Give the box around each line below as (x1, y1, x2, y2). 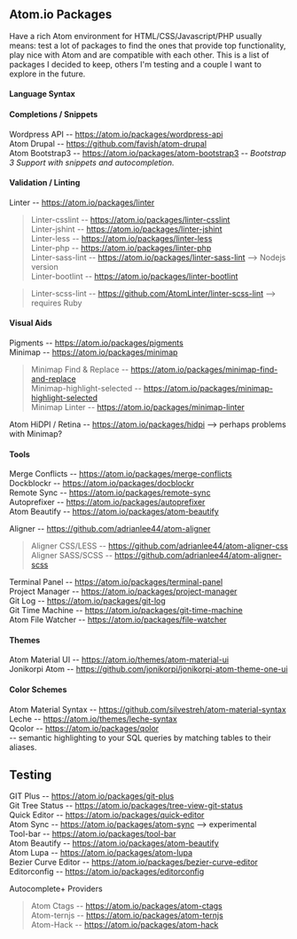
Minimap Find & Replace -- (30, 364, 129, 375)
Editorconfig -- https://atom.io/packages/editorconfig (9, 866, 205, 877)
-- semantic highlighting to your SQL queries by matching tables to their (9, 732, 272, 743)
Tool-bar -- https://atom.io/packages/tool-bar (9, 829, 176, 840)
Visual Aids (9, 318, 52, 328)
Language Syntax (9, 89, 75, 99)
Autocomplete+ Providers (9, 883, 104, 895)
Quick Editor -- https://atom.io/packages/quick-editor (9, 809, 205, 820)
